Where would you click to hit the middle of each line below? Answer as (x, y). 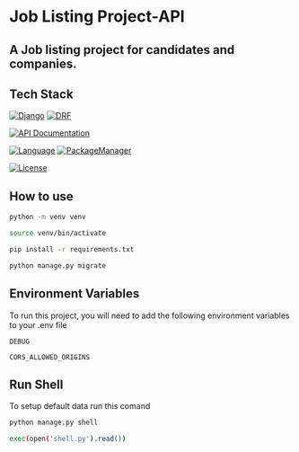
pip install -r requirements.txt (72, 249)
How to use (41, 196)
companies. (44, 63)
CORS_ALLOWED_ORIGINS (50, 357)
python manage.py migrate (57, 266)
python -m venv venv (48, 217)
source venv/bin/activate (57, 234)
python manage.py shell (54, 423)
